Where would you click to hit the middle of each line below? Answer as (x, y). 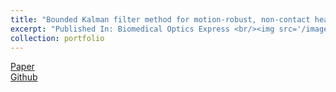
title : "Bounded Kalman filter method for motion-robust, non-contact (160, 19)
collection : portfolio (57, 38)
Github (24, 77)
